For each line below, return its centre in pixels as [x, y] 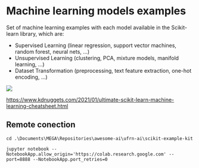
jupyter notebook [28, 149]
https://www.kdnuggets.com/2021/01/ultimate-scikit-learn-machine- [90, 99]
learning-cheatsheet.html [37, 106]
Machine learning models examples [96, 11]
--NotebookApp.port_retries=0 [70, 159]
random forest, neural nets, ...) [52, 51]
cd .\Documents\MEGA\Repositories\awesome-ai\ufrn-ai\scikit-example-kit [100, 138]
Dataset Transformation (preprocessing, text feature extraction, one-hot [103, 70]
